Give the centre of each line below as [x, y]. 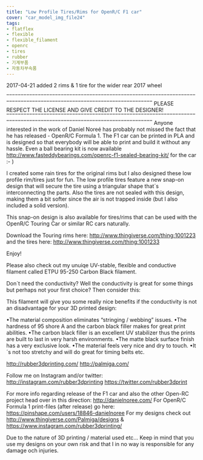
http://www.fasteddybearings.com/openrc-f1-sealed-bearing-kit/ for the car [101, 155]
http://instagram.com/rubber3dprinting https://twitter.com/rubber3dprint [97, 382]
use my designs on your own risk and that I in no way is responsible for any [100, 444]
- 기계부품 [18, 62]
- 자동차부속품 [22, 68]
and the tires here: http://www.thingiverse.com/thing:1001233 [83, 242]
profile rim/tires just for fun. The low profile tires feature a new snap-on [95, 180]
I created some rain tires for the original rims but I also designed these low [99, 173]
